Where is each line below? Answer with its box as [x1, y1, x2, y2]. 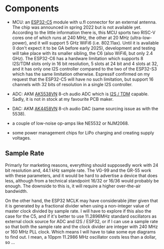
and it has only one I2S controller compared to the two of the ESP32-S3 [12, 66, 157, 71]
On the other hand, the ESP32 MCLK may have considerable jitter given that [5, 198, 158, 204]
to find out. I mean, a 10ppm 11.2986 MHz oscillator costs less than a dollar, [5, 234, 157, 240]
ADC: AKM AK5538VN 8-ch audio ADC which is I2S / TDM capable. [12, 91, 149, 97]
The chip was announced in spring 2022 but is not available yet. [12, 24, 142, 30]
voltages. [12, 135, 31, 141]
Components [5, 3, 59, 14]
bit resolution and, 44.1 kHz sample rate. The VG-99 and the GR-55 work [5, 167, 152, 173]
